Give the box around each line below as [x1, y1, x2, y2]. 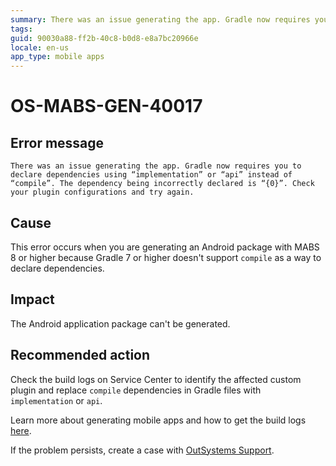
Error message [10, 134, 105, 151]
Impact [10, 291, 55, 308]
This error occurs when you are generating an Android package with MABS [10, 241, 320, 253]
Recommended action [10, 347, 151, 364]
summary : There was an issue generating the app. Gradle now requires [10, 14, 311, 25]
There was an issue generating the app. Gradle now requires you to [10, 161, 302, 171]
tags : [10, 24, 33, 34]
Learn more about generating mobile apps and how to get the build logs [10, 414, 307, 426]
